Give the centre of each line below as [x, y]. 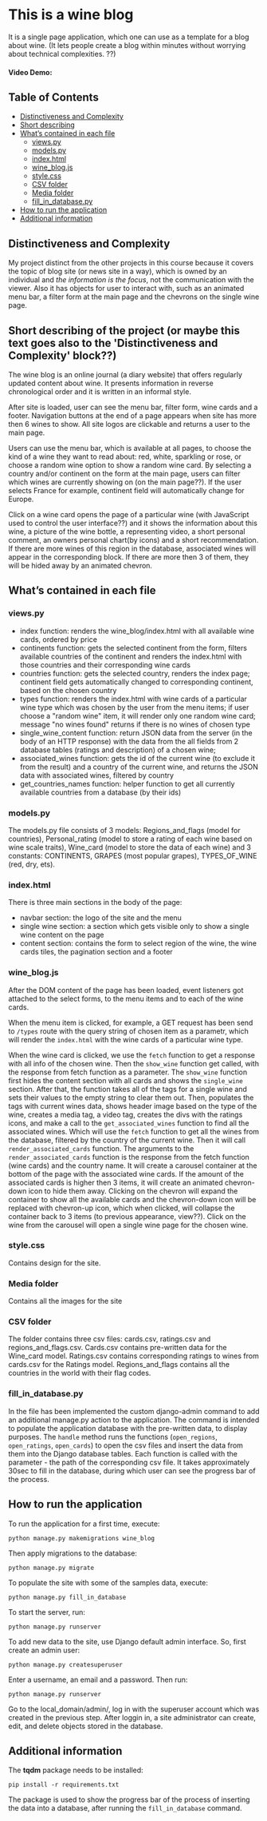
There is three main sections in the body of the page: [95, 903]
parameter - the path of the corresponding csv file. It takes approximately [129, 1462]
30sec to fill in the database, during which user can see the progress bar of [132, 1470]
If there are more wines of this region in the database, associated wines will [132, 548]
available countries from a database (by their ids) [100, 792]
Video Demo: [30, 72]
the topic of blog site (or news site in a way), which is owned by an [118, 271]
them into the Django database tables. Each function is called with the [123, 1453]
